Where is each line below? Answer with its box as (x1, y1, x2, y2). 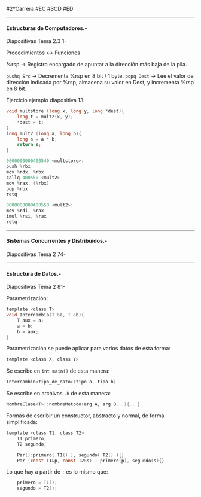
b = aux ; (17, 328, 39, 334)
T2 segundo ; (17, 441, 47, 447)
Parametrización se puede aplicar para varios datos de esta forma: (6, 345, 170, 352)
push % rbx (6, 164, 31, 170)
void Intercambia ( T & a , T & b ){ (6, 312, 84, 318)
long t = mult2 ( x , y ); (17, 114, 74, 120)
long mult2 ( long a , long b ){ (6, 130, 82, 136)
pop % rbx (6, 185, 28, 192)
